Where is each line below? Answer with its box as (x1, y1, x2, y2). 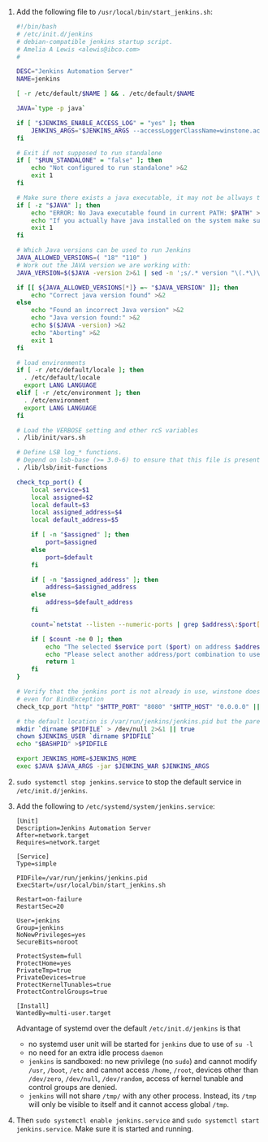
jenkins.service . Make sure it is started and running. (15, 1123, 194, 1133)
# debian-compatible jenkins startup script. (15, 37, 173, 46)
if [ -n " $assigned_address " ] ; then (31, 575, 159, 584)
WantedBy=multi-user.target (15, 1009, 111, 1017)
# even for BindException (15, 695, 104, 703)
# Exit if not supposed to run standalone (15, 149, 162, 157)
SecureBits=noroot (15, 938, 79, 946)
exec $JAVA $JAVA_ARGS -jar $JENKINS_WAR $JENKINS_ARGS (15, 762, 210, 771)
